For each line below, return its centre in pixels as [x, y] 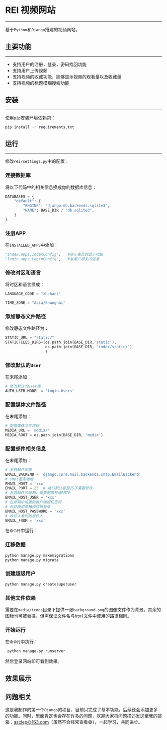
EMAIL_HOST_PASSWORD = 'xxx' [35, 511]
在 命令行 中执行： [22, 642]
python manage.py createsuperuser [41, 584]
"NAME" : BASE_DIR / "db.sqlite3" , [59, 211]
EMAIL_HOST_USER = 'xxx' [31, 498]
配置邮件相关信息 [26, 448]
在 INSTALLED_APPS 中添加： [32, 245]
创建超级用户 [21, 574]
